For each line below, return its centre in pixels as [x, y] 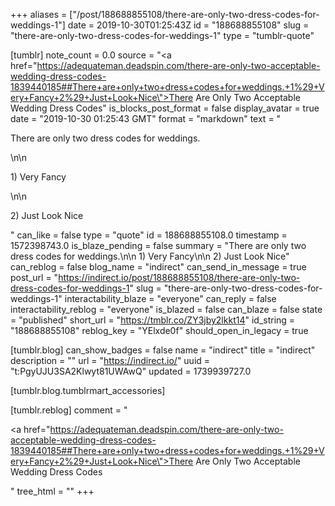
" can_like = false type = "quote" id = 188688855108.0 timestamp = [149, 235]
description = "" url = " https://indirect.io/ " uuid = [110, 360]
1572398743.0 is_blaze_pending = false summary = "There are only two [158, 245]
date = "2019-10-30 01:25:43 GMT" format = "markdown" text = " [146, 118]
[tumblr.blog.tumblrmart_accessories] [88, 390]
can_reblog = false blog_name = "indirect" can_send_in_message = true [158, 267]
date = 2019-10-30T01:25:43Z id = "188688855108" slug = [188, 25]
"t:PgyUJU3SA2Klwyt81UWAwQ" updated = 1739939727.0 [131, 371]
